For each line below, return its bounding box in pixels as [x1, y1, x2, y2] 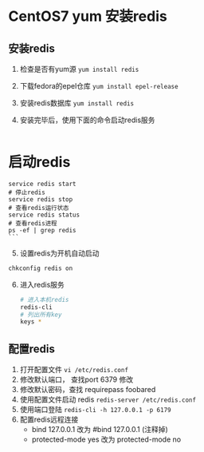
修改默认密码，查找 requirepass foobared [19, 385, 156, 395]
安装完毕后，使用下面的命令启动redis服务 [19, 115, 155, 125]
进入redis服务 [19, 280, 65, 289]
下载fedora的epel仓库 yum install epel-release [19, 81, 178, 90]
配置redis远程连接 [19, 414, 79, 424]
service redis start [8, 180, 77, 188]
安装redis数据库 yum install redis [19, 98, 134, 108]
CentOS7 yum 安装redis [8, 7, 167, 26]
